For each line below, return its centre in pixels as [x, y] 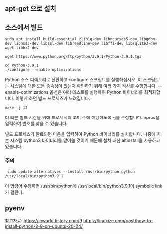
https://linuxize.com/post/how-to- [118, 221]
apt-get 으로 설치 [31, 9]
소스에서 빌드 [24, 27]
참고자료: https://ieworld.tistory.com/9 [44, 221]
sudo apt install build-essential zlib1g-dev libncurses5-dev [71, 39]
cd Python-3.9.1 [22, 65]
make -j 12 [16, 108]
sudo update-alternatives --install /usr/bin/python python [71, 172]
